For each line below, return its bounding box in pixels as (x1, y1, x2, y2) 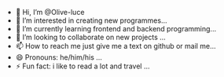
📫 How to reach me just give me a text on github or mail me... (15, 42, 216, 50)
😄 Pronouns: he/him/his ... (15, 53, 102, 62)
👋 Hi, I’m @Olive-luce (15, 8, 85, 16)
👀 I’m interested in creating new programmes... (15, 16, 167, 25)
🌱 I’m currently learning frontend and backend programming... (15, 24, 217, 33)
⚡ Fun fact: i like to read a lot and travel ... (15, 61, 150, 71)
